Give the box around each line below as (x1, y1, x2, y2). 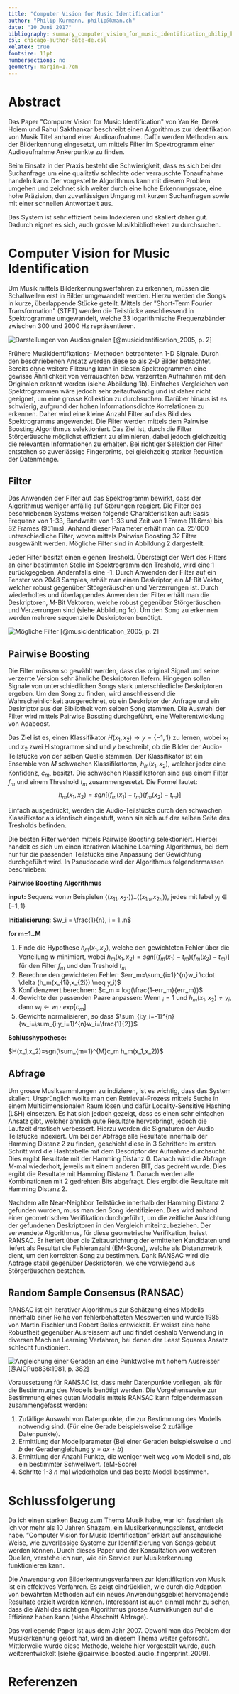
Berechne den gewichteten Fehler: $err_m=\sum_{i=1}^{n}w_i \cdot (18, 971, 215, 979)
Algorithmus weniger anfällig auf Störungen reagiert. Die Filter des (8, 501, 202, 510)
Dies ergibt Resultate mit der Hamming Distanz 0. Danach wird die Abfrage (8, 1154, 226, 1163)
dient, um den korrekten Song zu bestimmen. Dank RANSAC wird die (8, 1251, 209, 1259)
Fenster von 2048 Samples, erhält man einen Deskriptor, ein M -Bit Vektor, (8, 576, 224, 585)
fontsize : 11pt (8, 50, 53, 58)
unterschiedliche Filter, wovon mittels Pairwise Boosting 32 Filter (8, 532, 197, 541)
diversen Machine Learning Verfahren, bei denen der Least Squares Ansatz (8, 1336, 228, 1345)
